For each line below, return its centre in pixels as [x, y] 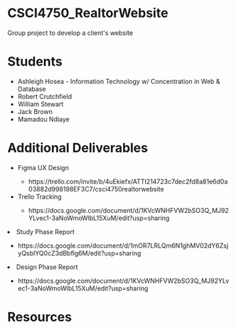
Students [35, 62]
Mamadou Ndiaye [43, 119]
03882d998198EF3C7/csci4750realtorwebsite [96, 189]
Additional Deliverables [77, 148]
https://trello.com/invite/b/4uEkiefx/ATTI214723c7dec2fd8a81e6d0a [128, 181]
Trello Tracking [39, 197]
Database [32, 89]
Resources [40, 317]
